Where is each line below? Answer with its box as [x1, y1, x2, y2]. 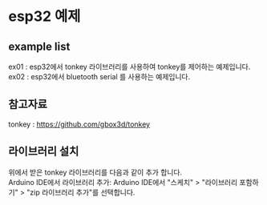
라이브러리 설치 [8, 145, 79, 159]
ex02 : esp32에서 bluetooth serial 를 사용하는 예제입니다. [8, 72, 191, 81]
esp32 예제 [8, 7, 81, 26]
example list [8, 39, 71, 53]
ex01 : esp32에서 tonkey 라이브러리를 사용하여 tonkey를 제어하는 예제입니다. [8, 62, 251, 71]
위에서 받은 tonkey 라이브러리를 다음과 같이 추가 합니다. [8, 167, 183, 177]
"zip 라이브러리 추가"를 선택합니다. [26, 187, 136, 197]
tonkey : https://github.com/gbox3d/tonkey [8, 119, 151, 129]
